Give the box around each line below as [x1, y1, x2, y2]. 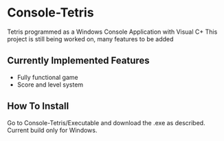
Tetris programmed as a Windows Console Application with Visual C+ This [7, 28, 218, 36]
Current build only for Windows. [7, 126, 98, 134]
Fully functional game [16, 73, 78, 81]
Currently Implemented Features [7, 55, 150, 67]
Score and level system [16, 80, 84, 89]
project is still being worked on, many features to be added [7, 34, 174, 43]
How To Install [7, 100, 69, 112]
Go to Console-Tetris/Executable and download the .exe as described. [7, 118, 205, 127]
